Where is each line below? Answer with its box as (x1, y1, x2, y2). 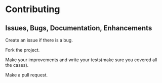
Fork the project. (5, 47, 40, 53)
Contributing (5, 4, 60, 15)
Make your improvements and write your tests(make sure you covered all (5, 57, 157, 63)
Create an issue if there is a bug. (5, 37, 73, 43)
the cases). (5, 62, 29, 68)
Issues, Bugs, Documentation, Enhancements (5, 24, 152, 32)
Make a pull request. (5, 72, 48, 78)
